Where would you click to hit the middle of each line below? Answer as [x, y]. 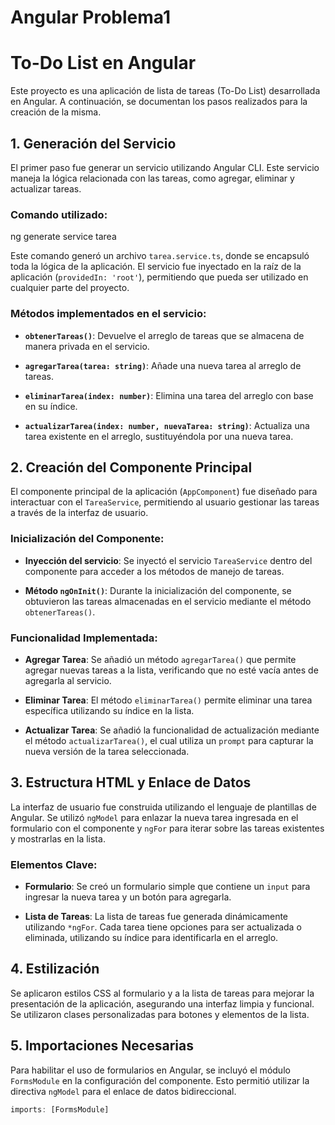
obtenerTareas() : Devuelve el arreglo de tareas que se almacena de [164, 335]
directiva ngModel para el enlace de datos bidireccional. [123, 1091]
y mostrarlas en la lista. [58, 838]
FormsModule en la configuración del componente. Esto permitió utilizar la [160, 1080]
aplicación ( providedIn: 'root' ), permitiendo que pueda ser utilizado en [159, 277]
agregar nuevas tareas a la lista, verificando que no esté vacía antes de [171, 670]
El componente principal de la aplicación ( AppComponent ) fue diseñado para [164, 492]
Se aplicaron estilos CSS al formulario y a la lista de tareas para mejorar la [162, 993]
